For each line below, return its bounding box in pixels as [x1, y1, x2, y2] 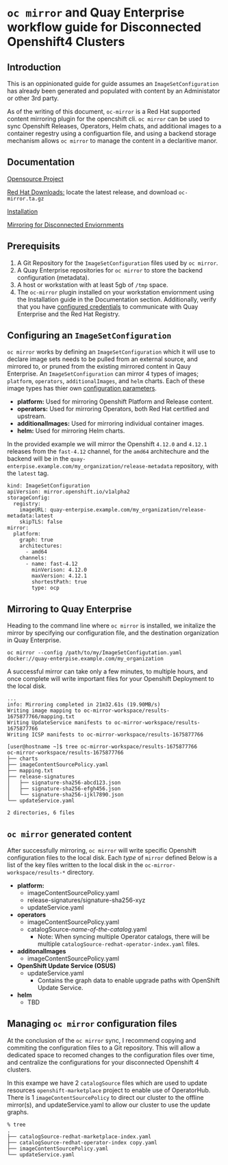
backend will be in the [7, 454, 69, 463]
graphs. [7, 1107, 29, 1116]
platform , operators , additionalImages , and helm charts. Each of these [7, 377, 205, 385]
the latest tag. [7, 469, 49, 478]
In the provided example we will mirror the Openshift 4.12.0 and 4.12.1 [7, 440, 207, 448]
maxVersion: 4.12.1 [31, 573, 88, 579]
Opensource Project [7, 174, 64, 183]
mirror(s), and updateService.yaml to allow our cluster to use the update [7, 1100, 211, 1109]
